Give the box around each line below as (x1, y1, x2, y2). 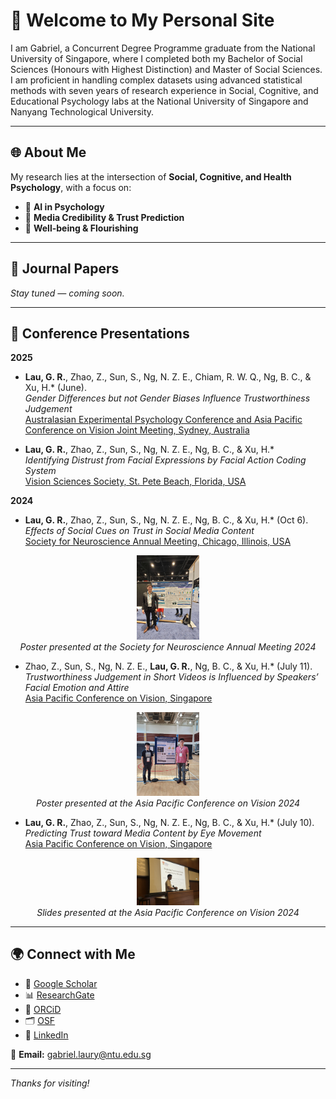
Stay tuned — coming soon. (10, 287, 125, 299)
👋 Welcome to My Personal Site (10, 9, 275, 32)
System (24, 465, 57, 477)
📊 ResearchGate (24, 989, 95, 1001)
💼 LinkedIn (24, 1029, 69, 1041)
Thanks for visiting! (10, 1077, 90, 1089)
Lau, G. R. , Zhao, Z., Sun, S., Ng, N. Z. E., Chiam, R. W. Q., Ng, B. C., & (24, 371, 312, 383)
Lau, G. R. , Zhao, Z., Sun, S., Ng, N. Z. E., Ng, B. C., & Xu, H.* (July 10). (24, 817, 315, 829)
